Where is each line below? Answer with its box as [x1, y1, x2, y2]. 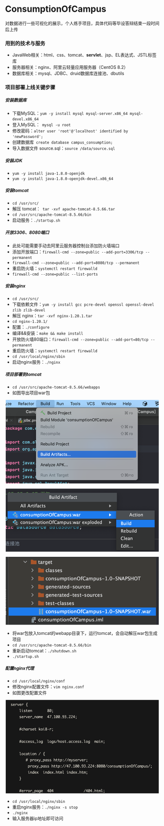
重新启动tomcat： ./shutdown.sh [12, 648, 77, 654]
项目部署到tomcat [5, 371, 42, 377]
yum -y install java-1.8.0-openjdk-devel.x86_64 [12, 176, 114, 181]
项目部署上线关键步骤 [5, 84, 55, 91]
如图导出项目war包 [12, 390, 50, 396]
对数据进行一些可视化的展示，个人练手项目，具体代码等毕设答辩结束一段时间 [5, 20, 160, 26]
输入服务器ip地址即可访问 [12, 815, 64, 821]
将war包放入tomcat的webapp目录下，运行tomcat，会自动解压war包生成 [12, 630, 158, 636]
